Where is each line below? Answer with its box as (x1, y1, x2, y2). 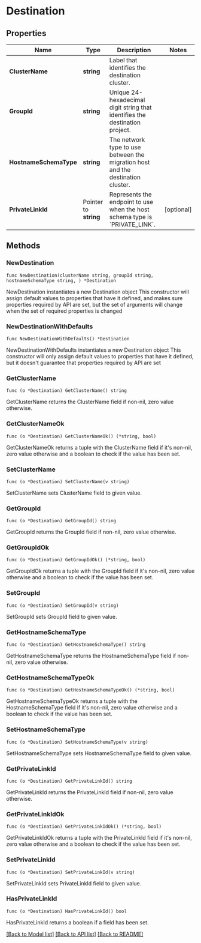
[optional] (164, 205, 192, 214)
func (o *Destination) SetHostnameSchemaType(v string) (6, 739, 148, 745)
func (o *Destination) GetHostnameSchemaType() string (6, 642, 146, 648)
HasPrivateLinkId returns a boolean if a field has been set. (6, 918, 149, 926)
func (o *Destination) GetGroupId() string (6, 518, 117, 524)
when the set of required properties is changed (6, 307, 123, 315)
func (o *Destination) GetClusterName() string (6, 388, 127, 394)
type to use (109, 143, 141, 151)
